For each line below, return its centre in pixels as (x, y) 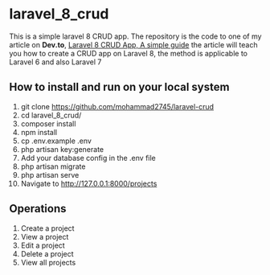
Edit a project (43, 245)
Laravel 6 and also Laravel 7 (55, 62)
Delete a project (47, 253)
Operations (38, 209)
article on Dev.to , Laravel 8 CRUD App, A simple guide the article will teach (133, 44)
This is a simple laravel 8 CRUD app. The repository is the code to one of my (135, 36)
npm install (39, 132)
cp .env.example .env (56, 141)
